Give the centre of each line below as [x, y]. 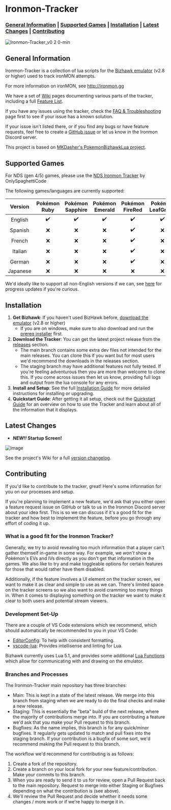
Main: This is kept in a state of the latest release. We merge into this [84, 695]
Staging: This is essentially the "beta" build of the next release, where [86, 711]
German [20, 262]
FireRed [133, 210]
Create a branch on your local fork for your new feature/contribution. [85, 769]
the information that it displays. [45, 409]
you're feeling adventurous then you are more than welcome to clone [93, 372]
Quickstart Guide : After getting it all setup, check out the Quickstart [84, 399]
